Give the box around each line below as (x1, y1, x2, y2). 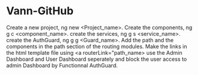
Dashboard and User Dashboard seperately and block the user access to (6, 55, 187, 62)
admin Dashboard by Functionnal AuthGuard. (6, 61, 119, 69)
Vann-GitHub (6, 4, 74, 18)
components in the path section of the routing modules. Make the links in (6, 43, 188, 50)
